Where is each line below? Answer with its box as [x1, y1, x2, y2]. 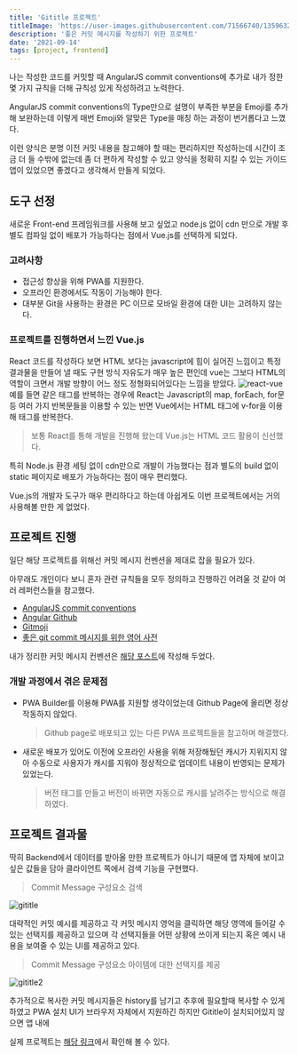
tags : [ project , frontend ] [9, 46, 109, 55]
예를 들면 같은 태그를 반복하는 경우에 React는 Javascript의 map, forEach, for [9, 388, 278, 400]
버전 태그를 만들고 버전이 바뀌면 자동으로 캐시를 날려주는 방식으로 [43, 787, 270, 798]
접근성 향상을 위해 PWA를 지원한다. [21, 276, 145, 287]
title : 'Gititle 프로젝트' [9, 12, 102, 22]
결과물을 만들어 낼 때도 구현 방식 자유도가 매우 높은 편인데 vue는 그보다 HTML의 [9, 366, 286, 378]
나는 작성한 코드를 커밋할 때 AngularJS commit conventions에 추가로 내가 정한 [9, 72, 284, 83]
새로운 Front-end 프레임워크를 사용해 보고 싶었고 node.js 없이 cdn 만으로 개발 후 [9, 219, 289, 229]
